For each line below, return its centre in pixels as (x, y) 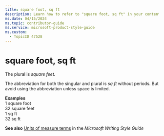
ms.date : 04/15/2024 (26, 18)
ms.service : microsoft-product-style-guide (50, 28)
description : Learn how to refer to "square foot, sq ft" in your (74, 14)
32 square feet (20, 108)
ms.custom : (16, 32)
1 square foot (18, 103)
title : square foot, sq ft (32, 9)
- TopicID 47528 (26, 37)
